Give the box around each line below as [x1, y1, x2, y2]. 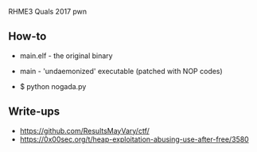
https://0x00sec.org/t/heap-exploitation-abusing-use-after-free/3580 [19, 134, 249, 144]
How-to [8, 29, 47, 43]
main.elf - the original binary [19, 51, 113, 60]
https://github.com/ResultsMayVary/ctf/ [19, 126, 150, 135]
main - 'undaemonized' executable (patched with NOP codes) [19, 66, 223, 76]
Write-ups [8, 105, 60, 119]
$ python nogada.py [19, 81, 87, 91]
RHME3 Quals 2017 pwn [8, 7, 88, 16]
